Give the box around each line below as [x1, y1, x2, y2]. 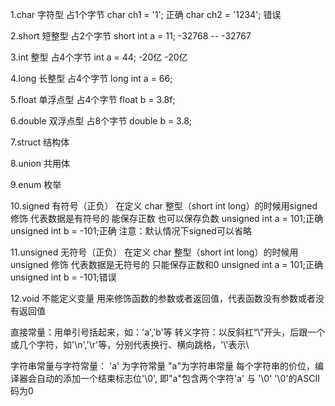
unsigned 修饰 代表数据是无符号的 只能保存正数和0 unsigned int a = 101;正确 [10, 259, 323, 270]
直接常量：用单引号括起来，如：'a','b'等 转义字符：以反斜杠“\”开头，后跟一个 [10, 326, 326, 338]
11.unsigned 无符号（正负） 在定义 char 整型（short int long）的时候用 [10, 246, 299, 258]
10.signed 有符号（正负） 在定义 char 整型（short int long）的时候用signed [10, 200, 318, 212]
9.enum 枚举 [10, 179, 62, 190]
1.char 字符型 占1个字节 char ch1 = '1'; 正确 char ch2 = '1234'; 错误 [10, 9, 282, 20]
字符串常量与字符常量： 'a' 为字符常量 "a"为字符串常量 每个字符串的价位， [10, 360, 315, 372]
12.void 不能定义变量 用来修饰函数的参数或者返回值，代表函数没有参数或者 [10, 293, 317, 304]
